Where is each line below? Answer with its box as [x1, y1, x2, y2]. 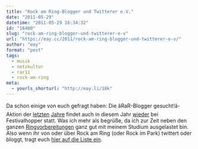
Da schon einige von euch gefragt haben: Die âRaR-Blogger [6, 102, 152, 109]
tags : [6, 53, 20, 59]
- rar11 [11, 69, 31, 75]
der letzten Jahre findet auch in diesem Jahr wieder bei [23, 111, 159, 118]
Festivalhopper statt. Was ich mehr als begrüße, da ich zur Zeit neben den [6, 116, 187, 124]
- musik [11, 58, 31, 64]
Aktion [6, 111, 22, 118]
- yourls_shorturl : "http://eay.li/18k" [11, 86, 113, 92]
